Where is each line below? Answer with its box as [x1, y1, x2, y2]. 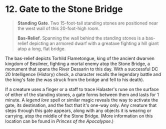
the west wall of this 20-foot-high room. [17, 25, 100, 31]
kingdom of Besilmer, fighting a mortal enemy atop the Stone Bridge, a [5, 60, 150, 66]
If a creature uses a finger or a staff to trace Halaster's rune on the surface [5, 86, 159, 92]
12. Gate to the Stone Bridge [5, 3, 123, 15]
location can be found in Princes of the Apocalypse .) [5, 118, 114, 124]
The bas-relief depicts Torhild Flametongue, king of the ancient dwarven [5, 55, 155, 61]
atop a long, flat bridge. [17, 45, 66, 51]
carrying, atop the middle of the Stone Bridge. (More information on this [5, 112, 153, 118]
